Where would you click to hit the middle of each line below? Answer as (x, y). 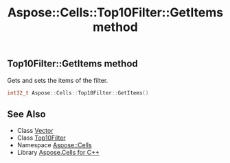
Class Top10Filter (42, 138)
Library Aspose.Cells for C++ (58, 153)
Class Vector (35, 131)
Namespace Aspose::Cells (54, 145)
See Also (26, 114)
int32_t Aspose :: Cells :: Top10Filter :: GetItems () (78, 93)
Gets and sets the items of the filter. (58, 80)
